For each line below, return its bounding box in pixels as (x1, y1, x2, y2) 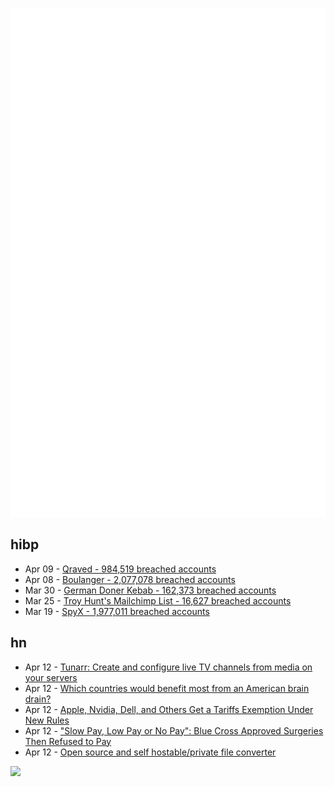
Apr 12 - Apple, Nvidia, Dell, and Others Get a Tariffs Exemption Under (24, 703, 314, 715)
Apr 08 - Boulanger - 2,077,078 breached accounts (24, 573, 236, 585)
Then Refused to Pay (24, 735, 112, 747)
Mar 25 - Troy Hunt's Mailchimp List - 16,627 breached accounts (24, 594, 292, 607)
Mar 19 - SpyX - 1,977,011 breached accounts (24, 605, 210, 617)
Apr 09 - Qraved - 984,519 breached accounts (24, 563, 217, 575)
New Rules (24, 714, 70, 726)
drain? (24, 693, 52, 705)
